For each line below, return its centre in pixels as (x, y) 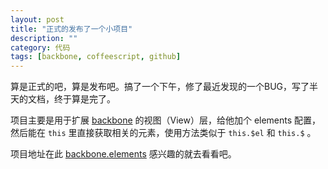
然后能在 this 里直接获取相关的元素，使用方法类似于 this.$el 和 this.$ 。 (163, 133)
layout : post (37, 19)
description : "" (44, 38)
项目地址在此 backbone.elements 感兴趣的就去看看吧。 (123, 154)
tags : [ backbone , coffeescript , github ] (96, 57)
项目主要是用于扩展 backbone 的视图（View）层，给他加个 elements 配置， (166, 120)
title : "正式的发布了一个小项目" (71, 29)
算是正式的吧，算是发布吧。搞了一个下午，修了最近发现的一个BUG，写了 (160, 87)
